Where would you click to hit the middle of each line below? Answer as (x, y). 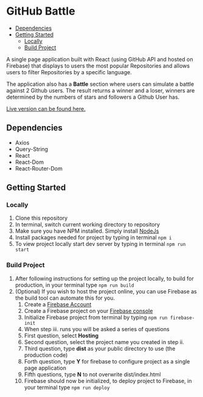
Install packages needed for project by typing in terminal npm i (93, 237)
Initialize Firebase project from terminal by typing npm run (96, 317)
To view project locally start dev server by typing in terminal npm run (100, 244)
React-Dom (29, 162)
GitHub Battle (41, 11)
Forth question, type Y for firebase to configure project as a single (107, 361)
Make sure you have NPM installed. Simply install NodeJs (87, 231)
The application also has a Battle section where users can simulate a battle (100, 84)
